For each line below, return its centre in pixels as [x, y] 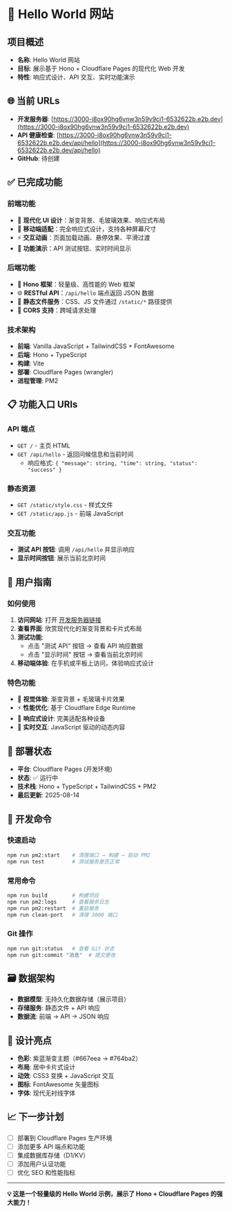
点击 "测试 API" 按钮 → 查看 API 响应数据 [85, 646]
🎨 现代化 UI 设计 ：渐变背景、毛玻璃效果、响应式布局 [91, 220]
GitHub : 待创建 [38, 158]
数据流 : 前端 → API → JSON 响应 [63, 1016]
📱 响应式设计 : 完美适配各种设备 [61, 719]
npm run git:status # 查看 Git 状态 [61, 949]
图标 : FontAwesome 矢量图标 [58, 1084]
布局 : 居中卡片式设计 [46, 1067]
